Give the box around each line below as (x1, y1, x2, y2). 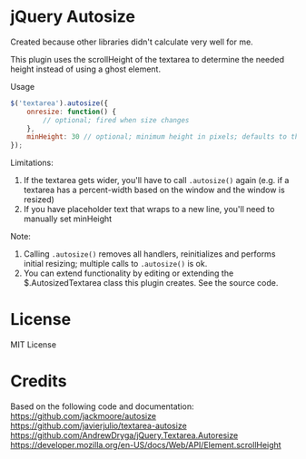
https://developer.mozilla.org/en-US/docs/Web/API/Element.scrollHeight (10, 440, 281, 451)
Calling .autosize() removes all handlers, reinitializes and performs (23, 249, 276, 259)
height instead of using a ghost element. (10, 63, 162, 74)
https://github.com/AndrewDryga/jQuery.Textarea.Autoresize (10, 430, 239, 441)
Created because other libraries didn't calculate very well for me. (10, 36, 253, 47)
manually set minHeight (23, 213, 113, 224)
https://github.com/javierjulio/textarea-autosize (10, 420, 187, 432)
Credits (10, 371, 67, 392)
